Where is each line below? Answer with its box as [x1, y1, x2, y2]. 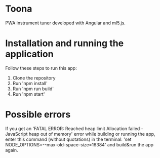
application [5, 49, 54, 60]
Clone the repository [12, 74, 56, 81]
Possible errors [5, 109, 71, 121]
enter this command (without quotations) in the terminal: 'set [5, 136, 132, 142]
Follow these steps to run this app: [5, 65, 77, 71]
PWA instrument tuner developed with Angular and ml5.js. [5, 20, 126, 26]
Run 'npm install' [12, 80, 48, 86]
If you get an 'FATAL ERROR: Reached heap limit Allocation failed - [5, 125, 143, 132]
